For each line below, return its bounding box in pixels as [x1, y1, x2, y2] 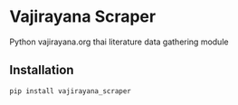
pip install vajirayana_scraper [9, 86, 131, 96]
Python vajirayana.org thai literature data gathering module [9, 36, 229, 47]
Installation [9, 62, 74, 78]
